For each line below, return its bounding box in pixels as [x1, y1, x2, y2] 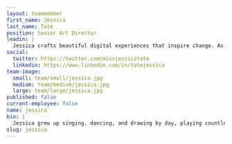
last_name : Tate [6, 23, 53, 30]
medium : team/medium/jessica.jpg [12, 81, 109, 88]
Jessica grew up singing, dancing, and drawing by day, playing [12, 119, 202, 127]
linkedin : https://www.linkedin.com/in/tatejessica [12, 62, 166, 69]
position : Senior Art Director [6, 29, 97, 37]
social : [6, 49, 29, 56]
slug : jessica [6, 126, 48, 133]
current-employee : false [6, 100, 78, 107]
